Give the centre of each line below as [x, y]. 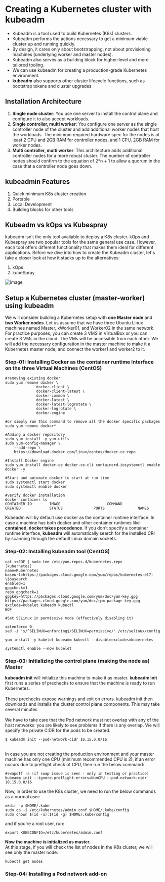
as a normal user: [23, 797]
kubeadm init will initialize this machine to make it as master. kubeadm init [81, 678]
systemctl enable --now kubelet [38, 648]
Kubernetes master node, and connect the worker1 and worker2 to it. [75, 349]
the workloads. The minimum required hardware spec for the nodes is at [86, 134]
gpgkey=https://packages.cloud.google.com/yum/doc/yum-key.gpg [72, 596]
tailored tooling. [28, 65]
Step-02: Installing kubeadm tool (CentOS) [58, 552]
